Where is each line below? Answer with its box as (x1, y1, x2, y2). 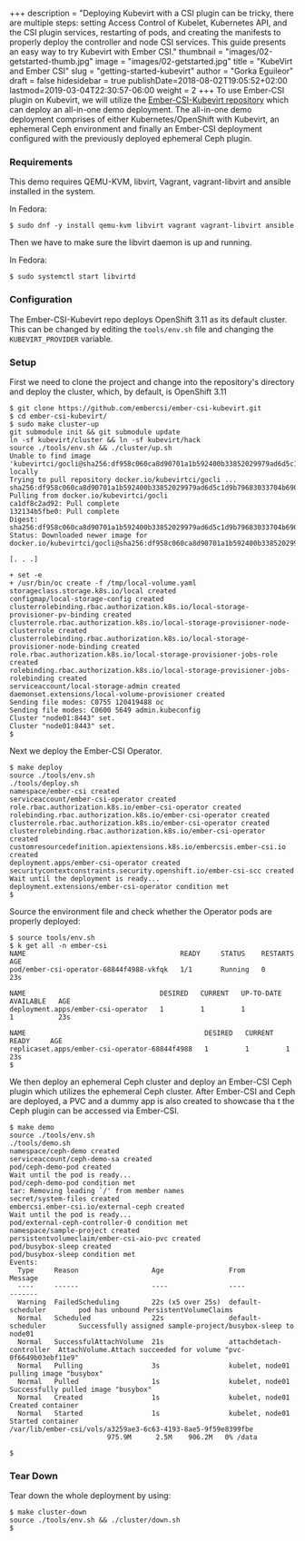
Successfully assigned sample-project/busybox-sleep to (78, 1321, 295, 1330)
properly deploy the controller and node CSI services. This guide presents (9, 36, 286, 47)
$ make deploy (9, 763, 64, 772)
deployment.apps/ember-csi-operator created (9, 858, 181, 867)
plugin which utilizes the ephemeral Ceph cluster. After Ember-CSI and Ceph (9, 1085, 296, 1097)
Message (9, 1273, 39, 1283)
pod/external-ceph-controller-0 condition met (9, 1218, 189, 1227)
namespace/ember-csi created (9, 786, 120, 795)
